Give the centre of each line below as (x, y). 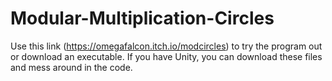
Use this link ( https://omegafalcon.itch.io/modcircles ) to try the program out (166, 46)
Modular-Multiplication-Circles (142, 18)
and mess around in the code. (71, 67)
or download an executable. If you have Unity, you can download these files (166, 56)
